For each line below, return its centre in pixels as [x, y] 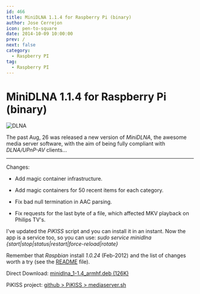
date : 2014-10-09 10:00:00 [40, 34]
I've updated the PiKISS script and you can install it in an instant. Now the [96, 231]
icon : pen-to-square [32, 28]
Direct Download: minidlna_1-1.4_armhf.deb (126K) [68, 273]
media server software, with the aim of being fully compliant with [86, 144]
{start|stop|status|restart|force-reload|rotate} [62, 244]
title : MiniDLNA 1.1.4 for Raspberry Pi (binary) [69, 17]
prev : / [16, 39]
